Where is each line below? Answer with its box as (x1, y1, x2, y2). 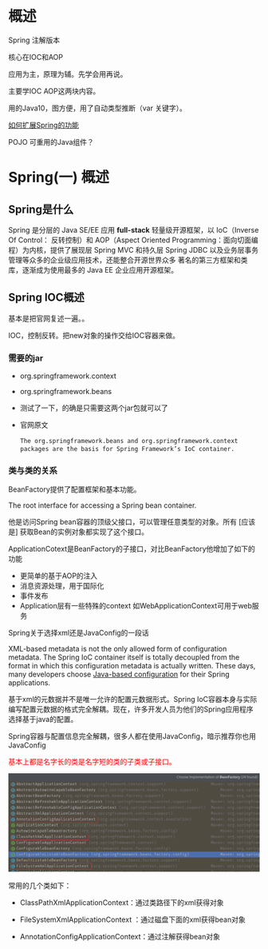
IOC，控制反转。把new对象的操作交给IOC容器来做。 (8, 330, 180, 340)
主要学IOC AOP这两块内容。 (8, 86, 100, 96)
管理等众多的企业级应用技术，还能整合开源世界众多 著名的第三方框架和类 (8, 255, 248, 265)
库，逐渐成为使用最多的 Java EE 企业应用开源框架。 (8, 265, 178, 274)
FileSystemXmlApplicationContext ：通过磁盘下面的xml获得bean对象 (19, 915, 246, 924)
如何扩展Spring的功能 (8, 120, 80, 130)
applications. (8, 678, 50, 688)
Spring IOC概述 (8, 291, 85, 305)
